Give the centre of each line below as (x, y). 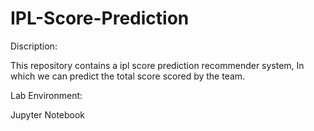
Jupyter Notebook (48, 114)
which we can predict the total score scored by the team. (128, 76)
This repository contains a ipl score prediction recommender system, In (157, 65)
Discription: (34, 46)
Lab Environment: (46, 95)
